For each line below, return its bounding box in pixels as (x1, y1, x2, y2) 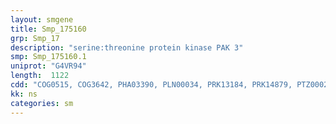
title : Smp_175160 (10, 24, 87, 34)
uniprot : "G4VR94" (10, 61, 87, 71)
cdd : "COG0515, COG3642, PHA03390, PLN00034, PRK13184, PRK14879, (10, 80, 293, 90)
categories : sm (10, 98, 74, 108)
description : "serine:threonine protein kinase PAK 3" (10, 42, 244, 53)
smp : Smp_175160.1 (10, 52, 87, 62)
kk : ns (10, 89, 38, 99)
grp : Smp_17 (10, 33, 60, 43)
